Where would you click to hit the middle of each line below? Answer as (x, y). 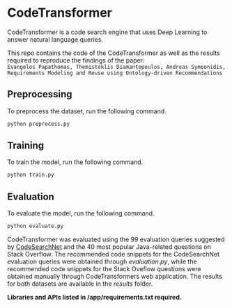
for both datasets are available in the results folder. (80, 284)
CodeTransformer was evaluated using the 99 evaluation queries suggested (116, 239)
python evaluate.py (36, 226)
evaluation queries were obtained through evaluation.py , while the (102, 261)
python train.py (31, 175)
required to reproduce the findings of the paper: (76, 60)
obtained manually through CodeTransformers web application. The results (115, 276)
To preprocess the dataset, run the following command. (87, 111)
